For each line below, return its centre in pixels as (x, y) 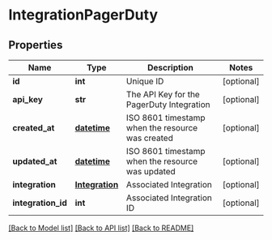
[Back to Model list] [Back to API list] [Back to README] (101, 228)
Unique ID (145, 81)
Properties (36, 45)
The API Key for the (163, 94)
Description (170, 68)
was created (150, 138)
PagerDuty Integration (168, 105)
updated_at (35, 161)
